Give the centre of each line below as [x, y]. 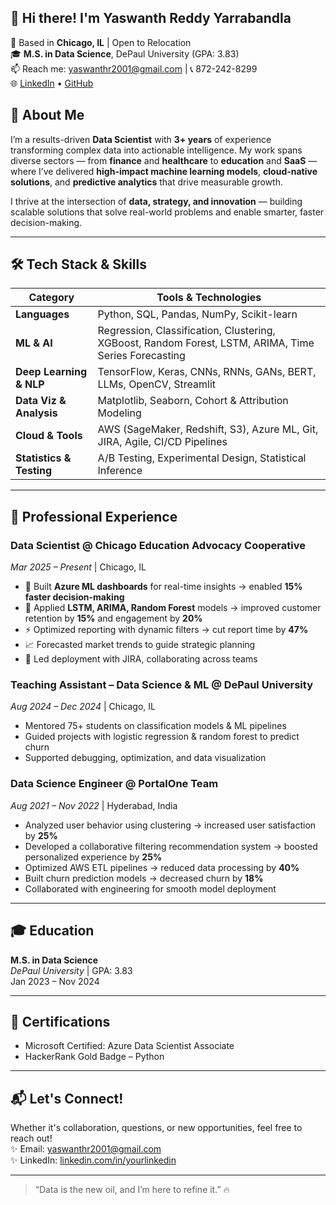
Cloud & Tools [49, 436]
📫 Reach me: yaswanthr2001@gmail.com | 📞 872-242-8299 [134, 68]
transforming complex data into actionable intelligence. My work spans [156, 150]
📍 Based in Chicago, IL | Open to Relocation [101, 42]
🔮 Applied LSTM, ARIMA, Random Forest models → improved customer [173, 608]
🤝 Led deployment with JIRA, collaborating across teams [141, 659]
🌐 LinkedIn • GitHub [52, 83]
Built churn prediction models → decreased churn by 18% [144, 878]
